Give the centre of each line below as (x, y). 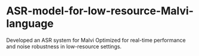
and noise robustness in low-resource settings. (64, 46)
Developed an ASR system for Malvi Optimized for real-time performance (96, 40)
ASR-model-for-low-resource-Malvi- (100, 11)
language (30, 24)
